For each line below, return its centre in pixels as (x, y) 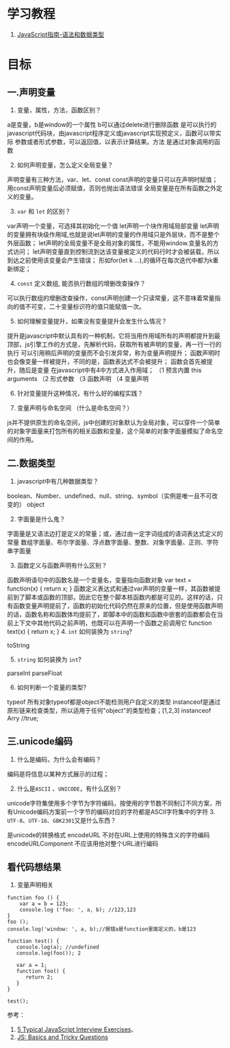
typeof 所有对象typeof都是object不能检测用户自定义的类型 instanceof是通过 (114, 702)
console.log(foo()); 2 (48, 953)
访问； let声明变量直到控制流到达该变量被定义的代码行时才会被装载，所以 (116, 251)
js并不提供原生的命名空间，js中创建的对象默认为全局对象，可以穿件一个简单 (114, 422)
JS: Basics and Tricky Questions (62, 1037)
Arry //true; (23, 718)
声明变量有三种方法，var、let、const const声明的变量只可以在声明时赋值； (113, 179)
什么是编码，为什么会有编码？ (59, 759)
